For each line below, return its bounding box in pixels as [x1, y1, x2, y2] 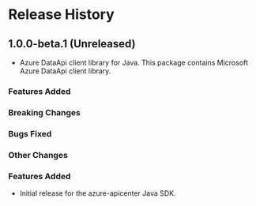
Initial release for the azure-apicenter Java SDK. [19, 188, 176, 198]
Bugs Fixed [8, 128, 52, 139]
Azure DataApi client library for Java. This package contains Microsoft [19, 58, 249, 67]
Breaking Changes [8, 107, 81, 118]
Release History [8, 6, 115, 24]
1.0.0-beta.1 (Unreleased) [8, 37, 136, 51]
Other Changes [8, 149, 69, 160]
